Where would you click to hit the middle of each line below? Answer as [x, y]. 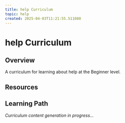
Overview [20, 60]
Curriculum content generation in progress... [49, 115]
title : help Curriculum [29, 9]
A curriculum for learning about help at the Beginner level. [63, 72]
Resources [22, 87]
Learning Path [27, 104]
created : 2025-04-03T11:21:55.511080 [43, 18]
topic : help [17, 14]
